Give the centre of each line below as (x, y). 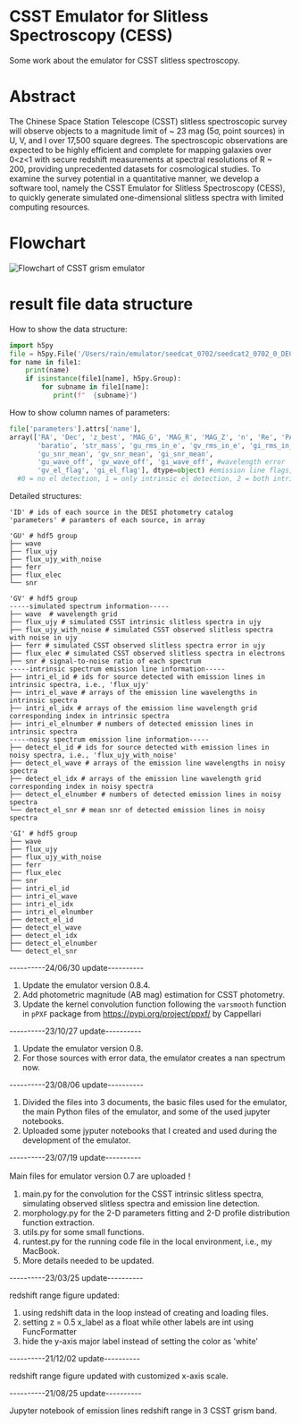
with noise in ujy (43, 638)
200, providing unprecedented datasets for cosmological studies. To (135, 168)
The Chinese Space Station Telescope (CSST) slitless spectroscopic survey (148, 121)
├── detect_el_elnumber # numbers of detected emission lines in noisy (145, 794)
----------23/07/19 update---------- (75, 1158)
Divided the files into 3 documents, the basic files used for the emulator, (154, 1102)
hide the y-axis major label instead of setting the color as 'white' (140, 1341)
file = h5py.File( (43, 354)
